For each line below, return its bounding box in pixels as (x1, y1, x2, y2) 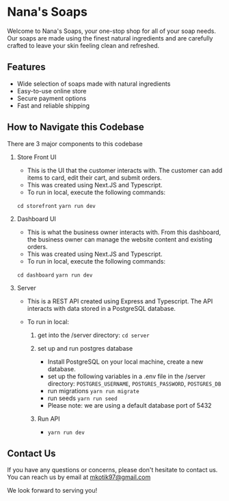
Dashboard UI (16, 214, 57, 223)
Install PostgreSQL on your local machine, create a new (47, 358, 204, 366)
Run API (37, 415, 60, 423)
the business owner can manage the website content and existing (27, 235, 213, 244)
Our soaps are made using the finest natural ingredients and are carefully (7, 34, 213, 42)
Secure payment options (16, 94, 87, 102)
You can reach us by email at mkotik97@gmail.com (7, 473, 151, 481)
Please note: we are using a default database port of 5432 (47, 401, 212, 409)
